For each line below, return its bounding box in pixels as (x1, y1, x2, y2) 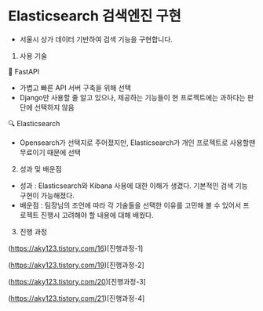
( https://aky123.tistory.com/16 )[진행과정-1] (8, 244, 144, 253)
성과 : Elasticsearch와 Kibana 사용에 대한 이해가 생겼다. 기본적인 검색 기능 (19, 181, 249, 190)
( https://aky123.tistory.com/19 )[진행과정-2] (8, 260, 145, 269)
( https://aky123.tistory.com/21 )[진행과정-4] (8, 293, 145, 302)
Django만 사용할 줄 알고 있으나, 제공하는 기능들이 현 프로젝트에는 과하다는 (19, 92, 246, 102)
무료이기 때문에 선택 (19, 147, 81, 157)
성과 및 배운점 (19, 164, 62, 173)
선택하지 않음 (34, 103, 75, 112)
